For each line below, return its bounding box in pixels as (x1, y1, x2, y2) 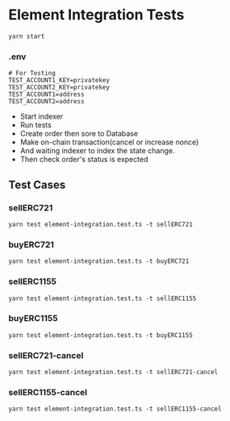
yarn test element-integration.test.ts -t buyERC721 (8, 257, 190, 265)
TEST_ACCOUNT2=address (8, 98, 85, 106)
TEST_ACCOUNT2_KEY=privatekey (8, 83, 111, 92)
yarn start (8, 32, 45, 40)
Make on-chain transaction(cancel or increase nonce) (19, 137, 199, 147)
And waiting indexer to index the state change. (19, 146, 175, 156)
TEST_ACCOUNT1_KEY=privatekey (8, 77, 111, 85)
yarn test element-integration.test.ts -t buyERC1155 (8, 331, 194, 340)
